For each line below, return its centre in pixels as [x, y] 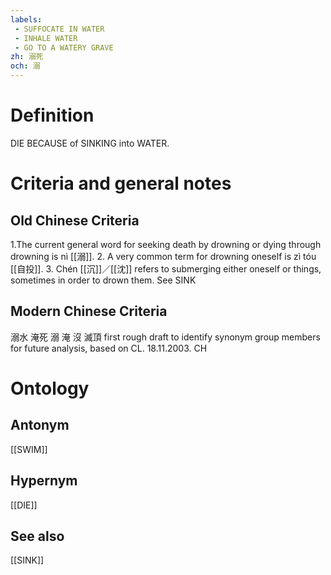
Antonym [40, 425]
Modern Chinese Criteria [89, 311]
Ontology [50, 388]
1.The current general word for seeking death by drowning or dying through [166, 244]
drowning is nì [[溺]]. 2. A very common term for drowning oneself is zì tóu [163, 256]
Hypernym [44, 481]
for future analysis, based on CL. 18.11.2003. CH [109, 348]
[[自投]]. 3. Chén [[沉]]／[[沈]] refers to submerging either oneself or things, [166, 268]
